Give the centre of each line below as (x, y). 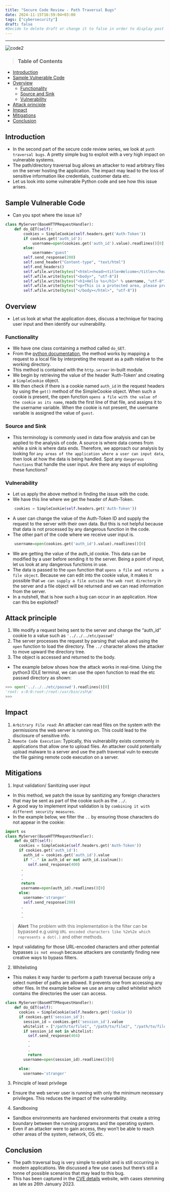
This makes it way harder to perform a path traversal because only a (84, 977)
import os (16, 831)
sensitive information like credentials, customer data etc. (71, 176)
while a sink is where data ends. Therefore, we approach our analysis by (88, 448)
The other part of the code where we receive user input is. (73, 535)
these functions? (30, 469)
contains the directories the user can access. (60, 993)
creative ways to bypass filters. (45, 958)
